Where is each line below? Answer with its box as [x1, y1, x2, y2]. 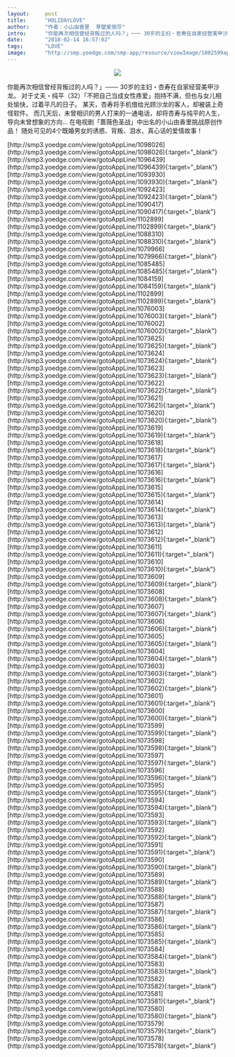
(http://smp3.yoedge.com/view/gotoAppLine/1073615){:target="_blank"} [7, 490, 215, 498]
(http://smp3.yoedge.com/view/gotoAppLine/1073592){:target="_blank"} [7, 833, 217, 841]
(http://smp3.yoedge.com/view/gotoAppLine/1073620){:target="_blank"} [7, 416, 218, 424]
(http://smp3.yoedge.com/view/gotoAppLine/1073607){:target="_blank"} [7, 609, 217, 618]
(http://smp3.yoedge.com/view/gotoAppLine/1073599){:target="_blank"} [7, 728, 217, 737]
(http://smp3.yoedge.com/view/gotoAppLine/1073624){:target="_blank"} [7, 356, 218, 364]
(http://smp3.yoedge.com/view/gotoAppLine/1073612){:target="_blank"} [7, 535, 216, 543]
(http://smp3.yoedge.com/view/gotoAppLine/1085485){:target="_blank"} [7, 267, 218, 275]
